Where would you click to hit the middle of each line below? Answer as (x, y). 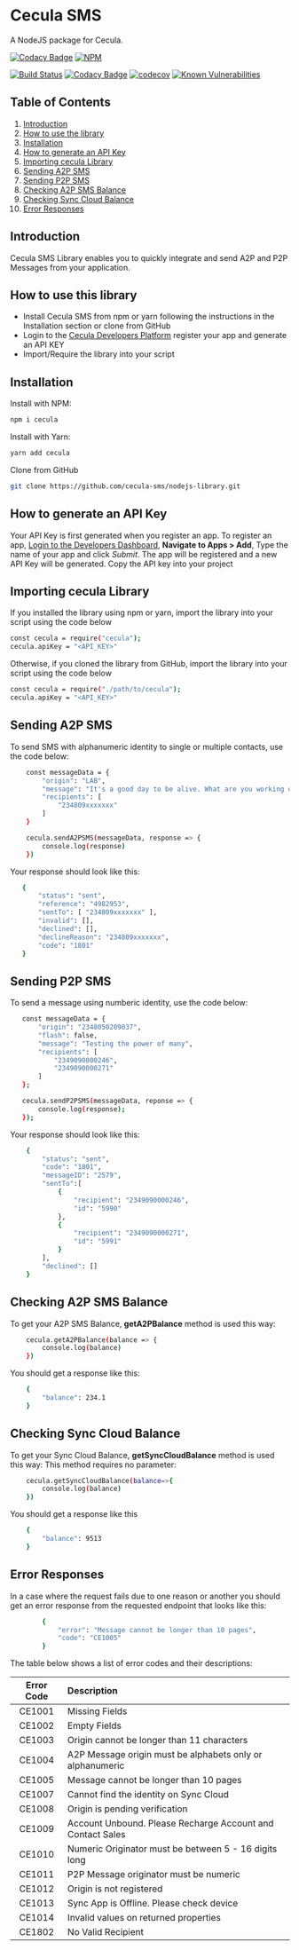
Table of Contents (61, 103)
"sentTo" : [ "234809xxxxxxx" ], (98, 912)
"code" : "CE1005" (90, 1638)
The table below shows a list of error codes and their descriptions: (131, 1663)
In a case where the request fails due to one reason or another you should (145, 1596)
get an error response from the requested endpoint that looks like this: (138, 1605)
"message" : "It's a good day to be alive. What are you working (163, 789)
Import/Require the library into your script (99, 354)
